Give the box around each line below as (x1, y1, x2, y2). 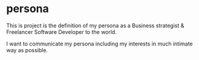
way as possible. (6, 46, 48, 53)
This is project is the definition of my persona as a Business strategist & (6, 22, 184, 29)
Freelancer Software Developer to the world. (6, 28, 117, 35)
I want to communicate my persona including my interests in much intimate (6, 40, 194, 47)
